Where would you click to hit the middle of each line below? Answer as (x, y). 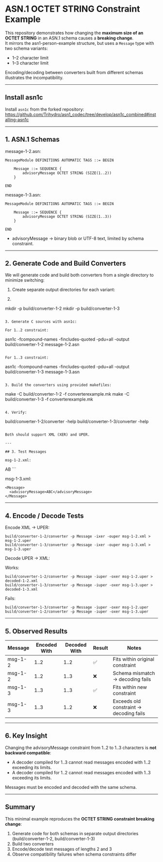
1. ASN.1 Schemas (32, 140)
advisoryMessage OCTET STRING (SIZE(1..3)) (67, 216)
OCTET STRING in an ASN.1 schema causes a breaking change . (69, 38)
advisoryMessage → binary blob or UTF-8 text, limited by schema (78, 238)
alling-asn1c (17, 119)
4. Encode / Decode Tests (44, 516)
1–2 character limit (30, 57)
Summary (20, 807)
